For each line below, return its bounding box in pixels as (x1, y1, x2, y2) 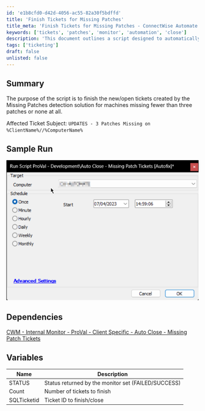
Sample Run (6, 144, 53, 154)
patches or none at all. (6, 108, 63, 115)
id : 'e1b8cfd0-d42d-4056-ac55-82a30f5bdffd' (6, 10, 121, 16)
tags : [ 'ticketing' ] (6, 42, 59, 48)
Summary (6, 78, 45, 89)
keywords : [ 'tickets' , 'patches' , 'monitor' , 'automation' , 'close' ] (6, 29, 187, 35)
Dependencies (6, 312, 63, 322)
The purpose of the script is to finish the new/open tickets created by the (6, 95, 190, 102)
